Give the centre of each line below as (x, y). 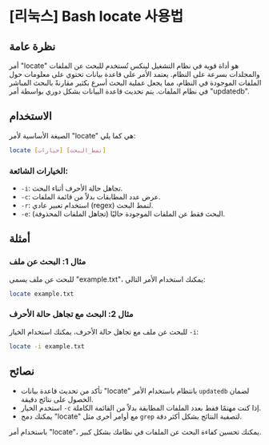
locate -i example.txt (47, 346)
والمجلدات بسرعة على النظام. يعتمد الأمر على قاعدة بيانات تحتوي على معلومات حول (134, 74)
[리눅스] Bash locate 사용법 (96, 16)
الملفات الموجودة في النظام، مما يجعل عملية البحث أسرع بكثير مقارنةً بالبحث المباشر (135, 82)
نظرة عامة (32, 46)
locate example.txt (42, 294)
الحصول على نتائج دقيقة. (57, 399)
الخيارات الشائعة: (39, 170)
